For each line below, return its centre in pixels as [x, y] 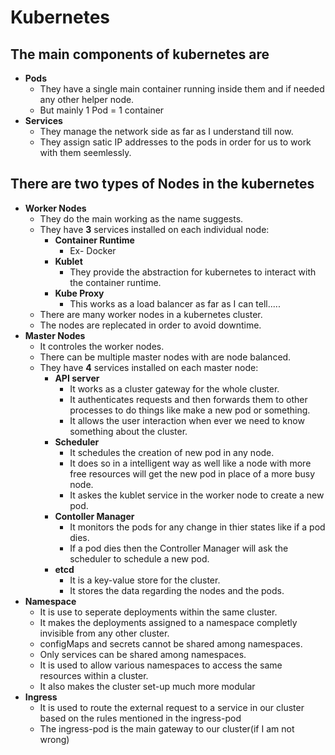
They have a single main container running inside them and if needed [182, 89]
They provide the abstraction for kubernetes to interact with [193, 272]
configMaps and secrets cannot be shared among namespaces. [171, 643]
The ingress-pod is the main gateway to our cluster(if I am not [167, 728]
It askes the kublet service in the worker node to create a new [197, 495]
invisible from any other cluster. [104, 633]
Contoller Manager [94, 516]
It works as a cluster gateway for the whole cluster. [174, 388]
